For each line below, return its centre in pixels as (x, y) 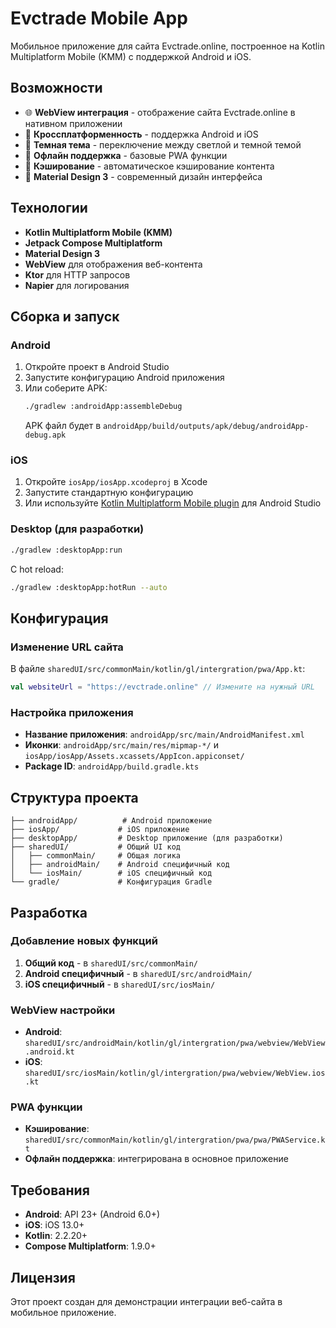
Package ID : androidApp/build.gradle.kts (112, 766)
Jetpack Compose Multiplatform (93, 243)
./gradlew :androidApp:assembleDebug (103, 407)
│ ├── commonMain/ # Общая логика (96, 856)
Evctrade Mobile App (99, 18)
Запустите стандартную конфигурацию (109, 493)
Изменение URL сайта (67, 647)
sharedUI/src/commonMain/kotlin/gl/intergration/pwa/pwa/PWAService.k (175, 1140)
